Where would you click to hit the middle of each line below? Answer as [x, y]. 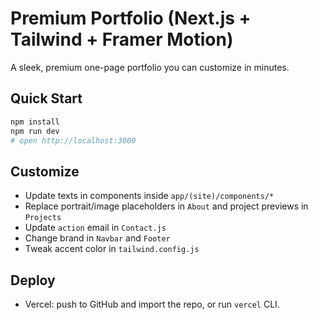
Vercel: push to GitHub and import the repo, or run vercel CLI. [152, 304]
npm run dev [35, 131]
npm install [35, 122]
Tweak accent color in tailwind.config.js [112, 249]
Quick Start [46, 98]
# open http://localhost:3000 [73, 140]
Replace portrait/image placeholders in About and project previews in [166, 206]
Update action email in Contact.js [95, 228]
